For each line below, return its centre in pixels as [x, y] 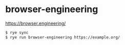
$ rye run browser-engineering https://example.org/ [63, 37]
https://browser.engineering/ [36, 23]
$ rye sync [17, 32]
